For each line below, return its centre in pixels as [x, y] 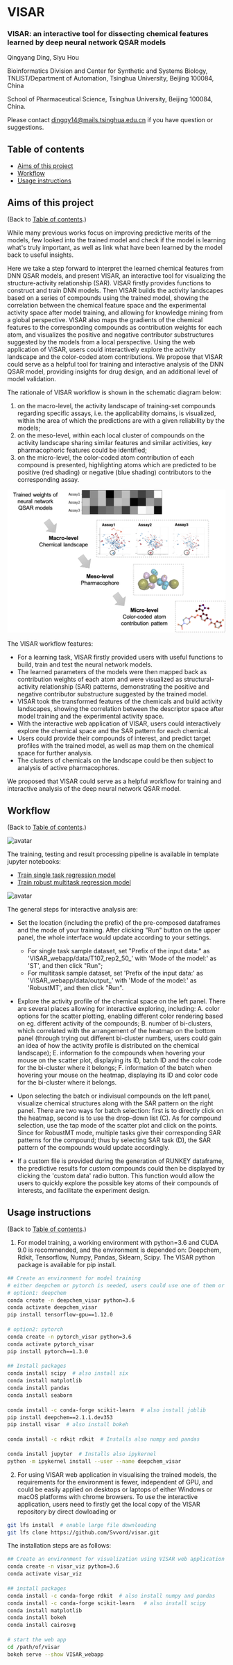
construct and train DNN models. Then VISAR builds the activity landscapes [115, 291]
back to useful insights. [41, 255]
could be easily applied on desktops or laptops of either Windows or [115, 1489]
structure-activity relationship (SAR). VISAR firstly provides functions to [109, 283]
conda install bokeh [37, 1618]
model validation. [32, 379]
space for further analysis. [55, 753]
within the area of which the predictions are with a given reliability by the [121, 421]
